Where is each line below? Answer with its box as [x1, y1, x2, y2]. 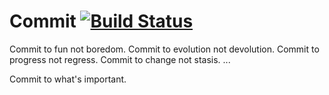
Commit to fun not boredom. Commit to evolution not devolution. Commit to [9, 43, 320, 55]
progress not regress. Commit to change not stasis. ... [9, 53, 231, 65]
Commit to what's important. [9, 73, 127, 85]
